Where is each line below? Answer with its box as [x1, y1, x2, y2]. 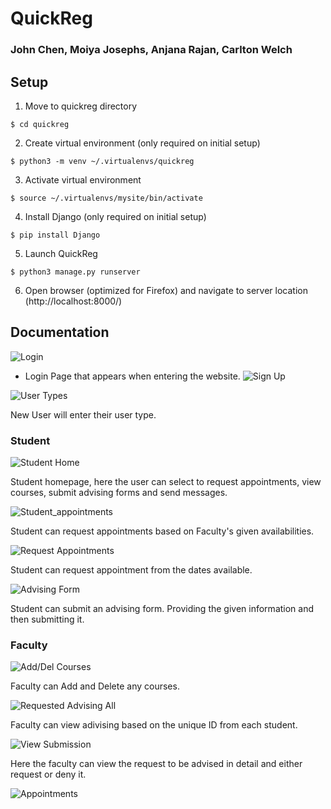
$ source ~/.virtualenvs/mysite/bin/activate [10, 193, 203, 203]
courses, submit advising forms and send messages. [10, 487, 228, 499]
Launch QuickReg [24, 247, 98, 259]
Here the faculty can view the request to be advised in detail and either [10, 758, 303, 770]
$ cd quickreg [10, 119, 70, 129]
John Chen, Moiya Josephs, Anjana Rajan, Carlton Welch [10, 43, 293, 57]
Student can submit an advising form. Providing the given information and [10, 603, 315, 615]
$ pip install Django [10, 230, 101, 240]
